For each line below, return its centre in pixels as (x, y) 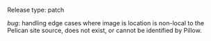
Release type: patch (36, 10)
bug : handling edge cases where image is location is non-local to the (106, 23)
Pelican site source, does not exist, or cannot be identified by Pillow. (105, 30)
